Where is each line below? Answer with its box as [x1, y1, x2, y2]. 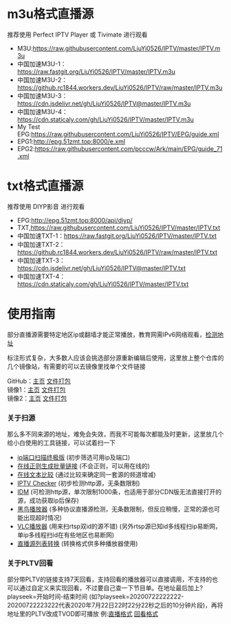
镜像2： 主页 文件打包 [7, 394, 67, 402]
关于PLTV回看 [7, 558, 54, 568]
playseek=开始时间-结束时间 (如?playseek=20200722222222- [7, 592, 184, 601]
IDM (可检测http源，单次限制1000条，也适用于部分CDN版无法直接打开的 [16, 487, 222, 496]
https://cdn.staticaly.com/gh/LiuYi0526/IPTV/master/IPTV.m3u [16, 115, 195, 123]
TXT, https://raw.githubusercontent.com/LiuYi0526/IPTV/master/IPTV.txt [16, 223, 221, 232]
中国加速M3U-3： [16, 91, 68, 100]
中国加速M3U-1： [16, 59, 67, 68]
